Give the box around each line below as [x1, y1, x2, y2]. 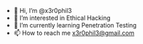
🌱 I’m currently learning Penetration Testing [13, 21, 137, 29]
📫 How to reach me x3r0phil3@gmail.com [13, 29, 135, 37]
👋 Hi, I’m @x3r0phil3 [13, 7, 72, 14]
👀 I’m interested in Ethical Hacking [13, 14, 111, 22]
